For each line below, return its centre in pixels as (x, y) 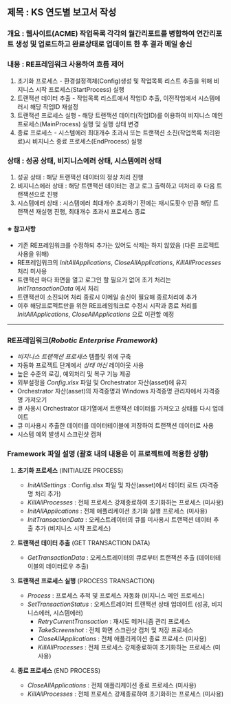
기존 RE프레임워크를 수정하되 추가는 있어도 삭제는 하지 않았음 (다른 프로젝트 (118, 245)
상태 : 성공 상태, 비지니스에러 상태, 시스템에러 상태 (84, 161)
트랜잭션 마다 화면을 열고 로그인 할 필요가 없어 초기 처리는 (94, 280)
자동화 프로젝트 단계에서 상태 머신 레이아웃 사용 (80, 365)
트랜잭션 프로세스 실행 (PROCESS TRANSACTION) (86, 580)
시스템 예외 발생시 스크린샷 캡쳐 (59, 434)
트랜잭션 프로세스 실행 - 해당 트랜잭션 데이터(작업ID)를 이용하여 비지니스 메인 (120, 115)
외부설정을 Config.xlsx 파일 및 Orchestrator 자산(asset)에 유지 (102, 382)
